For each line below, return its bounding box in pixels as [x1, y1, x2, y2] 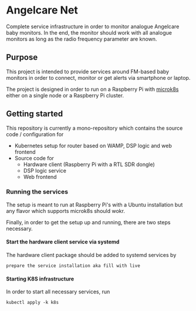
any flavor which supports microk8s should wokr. [6, 207, 125, 214]
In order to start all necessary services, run [6, 288, 110, 295]
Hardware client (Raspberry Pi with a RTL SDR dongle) [23, 161, 156, 168]
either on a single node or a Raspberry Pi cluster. [6, 92, 124, 99]
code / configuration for [6, 130, 64, 138]
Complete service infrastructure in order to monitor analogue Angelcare [6, 23, 180, 30]
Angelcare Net [6, 4, 78, 17]
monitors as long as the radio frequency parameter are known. [6, 35, 157, 42]
